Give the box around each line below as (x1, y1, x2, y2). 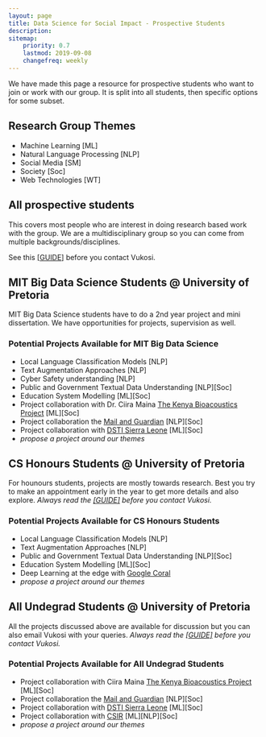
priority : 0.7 (23, 42, 70, 50)
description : (8, 27, 52, 35)
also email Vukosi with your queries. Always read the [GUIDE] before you (8, 630, 251, 640)
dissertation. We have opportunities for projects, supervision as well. (8, 318, 236, 328)
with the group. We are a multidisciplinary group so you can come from (8, 228, 244, 238)
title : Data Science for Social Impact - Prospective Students (8, 19, 226, 27)
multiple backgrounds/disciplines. (8, 237, 121, 246)
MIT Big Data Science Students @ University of (8, 275, 250, 289)
